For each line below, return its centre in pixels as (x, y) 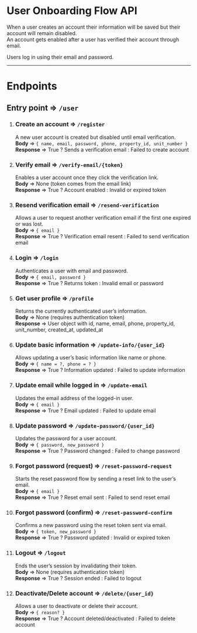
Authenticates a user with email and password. (71, 271)
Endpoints (32, 86)
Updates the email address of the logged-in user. (74, 398)
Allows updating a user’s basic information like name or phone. (91, 358)
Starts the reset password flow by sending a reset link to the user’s (95, 479)
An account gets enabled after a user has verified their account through (93, 39)
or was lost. (29, 224)
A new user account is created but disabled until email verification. (95, 137)
